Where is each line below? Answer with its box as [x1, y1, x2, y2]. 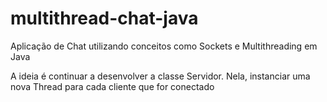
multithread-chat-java [10, 7, 199, 30]
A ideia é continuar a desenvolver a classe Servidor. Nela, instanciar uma [10, 70, 311, 82]
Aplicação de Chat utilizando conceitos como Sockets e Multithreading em [10, 40, 318, 52]
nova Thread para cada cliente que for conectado [10, 80, 215, 92]
